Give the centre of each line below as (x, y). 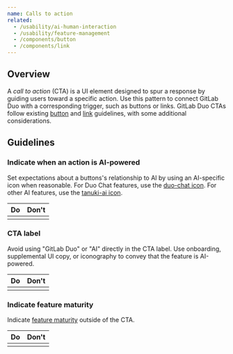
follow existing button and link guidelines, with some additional (97, 113)
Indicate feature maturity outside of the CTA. (71, 320)
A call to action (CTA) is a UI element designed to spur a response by (106, 91)
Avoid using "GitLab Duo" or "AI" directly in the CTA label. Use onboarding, (114, 249)
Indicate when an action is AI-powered (74, 162)
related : (20, 20)
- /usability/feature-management (62, 33)
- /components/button (45, 40)
